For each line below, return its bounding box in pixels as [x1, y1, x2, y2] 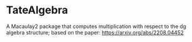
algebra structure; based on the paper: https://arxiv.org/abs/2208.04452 [6, 29, 184, 36]
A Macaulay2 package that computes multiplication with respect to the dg [6, 23, 187, 30]
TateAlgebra [6, 3, 68, 17]
